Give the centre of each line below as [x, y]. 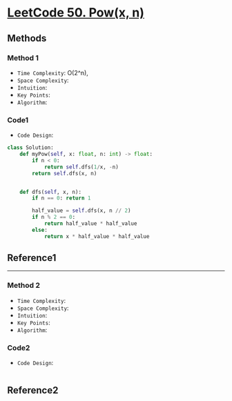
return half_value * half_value [90, 224]
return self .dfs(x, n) [65, 173]
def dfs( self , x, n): [50, 192]
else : [40, 230]
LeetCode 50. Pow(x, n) [76, 13]
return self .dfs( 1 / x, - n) [81, 167]
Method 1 [23, 58]
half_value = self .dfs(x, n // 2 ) [81, 211]
